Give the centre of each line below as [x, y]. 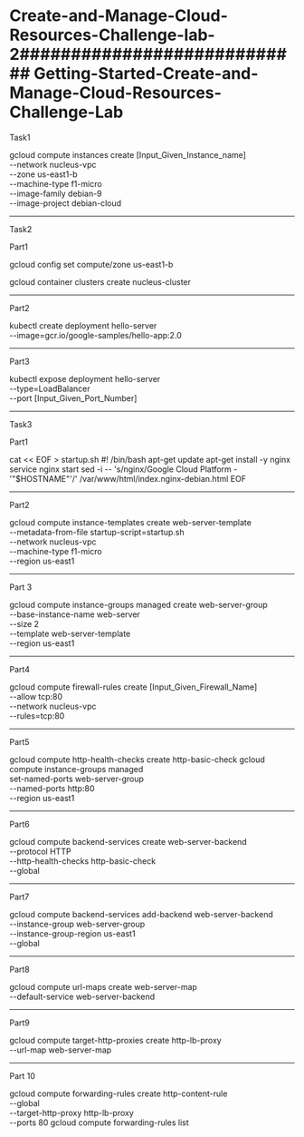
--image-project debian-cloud [66, 203]
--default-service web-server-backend [82, 996]
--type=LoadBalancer [50, 388]
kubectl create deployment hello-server [83, 325]
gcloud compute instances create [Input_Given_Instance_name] [128, 154]
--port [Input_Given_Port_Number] [73, 398]
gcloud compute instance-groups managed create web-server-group [139, 604]
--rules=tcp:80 [37, 716]
